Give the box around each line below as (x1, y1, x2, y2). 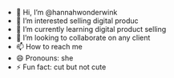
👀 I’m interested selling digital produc (15, 16, 139, 25)
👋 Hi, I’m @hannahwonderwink (15, 8, 118, 17)
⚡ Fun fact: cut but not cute (15, 62, 107, 72)
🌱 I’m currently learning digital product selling (15, 25, 167, 33)
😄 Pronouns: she (15, 53, 74, 63)
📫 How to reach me (15, 42, 83, 51)
